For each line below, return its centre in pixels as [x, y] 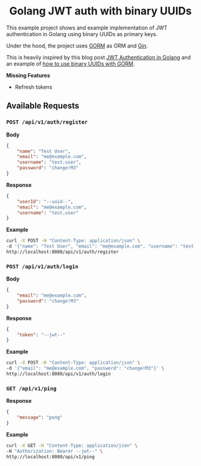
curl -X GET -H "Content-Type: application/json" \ [72, 446]
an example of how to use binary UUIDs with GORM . [71, 64]
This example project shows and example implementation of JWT [87, 28]
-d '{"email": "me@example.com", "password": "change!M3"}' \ [85, 368]
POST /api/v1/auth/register [47, 122]
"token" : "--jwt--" [41, 334]
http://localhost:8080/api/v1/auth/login [59, 374]
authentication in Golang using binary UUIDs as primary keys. [82, 34]
